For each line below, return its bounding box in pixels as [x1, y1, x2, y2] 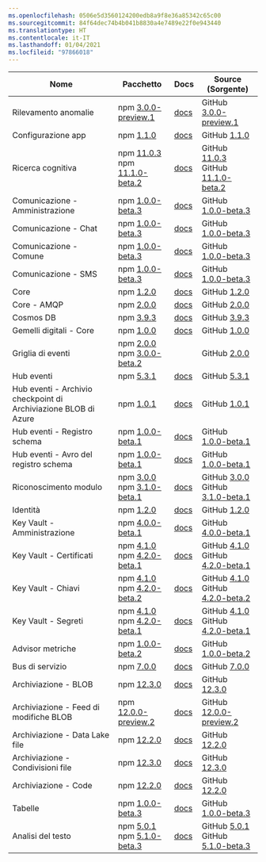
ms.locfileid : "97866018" [8, 48, 93, 56]
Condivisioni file [12, 762, 72, 773]
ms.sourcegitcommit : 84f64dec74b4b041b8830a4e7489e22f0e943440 [8, 19, 222, 27]
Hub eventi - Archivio [12, 384, 93, 394]
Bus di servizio [12, 661, 67, 672]
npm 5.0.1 [117, 821, 157, 831]
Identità [12, 504, 41, 515]
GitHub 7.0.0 [201, 661, 250, 672]
